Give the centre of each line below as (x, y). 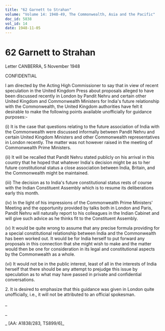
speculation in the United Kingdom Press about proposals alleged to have (80, 91)
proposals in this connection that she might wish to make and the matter (78, 244)
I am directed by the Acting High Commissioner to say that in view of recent (82, 86)
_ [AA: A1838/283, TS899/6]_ (35, 323)
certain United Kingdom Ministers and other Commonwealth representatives (82, 137)
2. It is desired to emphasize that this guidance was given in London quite (80, 289)
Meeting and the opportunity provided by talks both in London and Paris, (79, 208)
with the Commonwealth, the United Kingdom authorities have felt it (74, 106)
